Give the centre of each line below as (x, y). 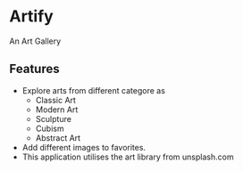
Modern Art (57, 110)
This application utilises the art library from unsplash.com (128, 157)
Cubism (50, 128)
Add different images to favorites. (84, 147)
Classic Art (55, 100)
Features (34, 69)
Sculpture (53, 118)
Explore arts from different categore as (93, 90)
